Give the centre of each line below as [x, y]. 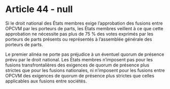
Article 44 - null [39, 9]
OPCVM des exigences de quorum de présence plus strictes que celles [80, 75]
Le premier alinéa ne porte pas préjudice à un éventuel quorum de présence [85, 54]
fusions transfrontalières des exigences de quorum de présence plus [77, 65]
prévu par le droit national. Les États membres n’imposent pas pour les [79, 59]
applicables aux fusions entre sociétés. [46, 81]
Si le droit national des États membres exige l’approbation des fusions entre [84, 23]
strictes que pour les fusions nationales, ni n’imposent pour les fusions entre [85, 70]
